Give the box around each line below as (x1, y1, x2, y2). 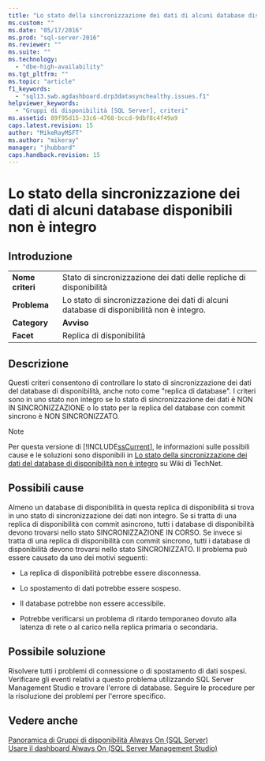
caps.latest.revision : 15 (8, 121, 93, 129)
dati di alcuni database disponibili (8, 202, 233, 219)
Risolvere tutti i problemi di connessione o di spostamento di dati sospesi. (8, 666, 247, 675)
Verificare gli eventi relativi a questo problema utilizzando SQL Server (8, 674, 234, 684)
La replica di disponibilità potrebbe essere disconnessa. (19, 568, 201, 577)
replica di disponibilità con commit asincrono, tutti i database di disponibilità (8, 519, 255, 528)
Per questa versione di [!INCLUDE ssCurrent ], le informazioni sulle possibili (8, 442, 250, 452)
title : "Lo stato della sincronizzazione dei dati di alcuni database (8, 11, 245, 20)
